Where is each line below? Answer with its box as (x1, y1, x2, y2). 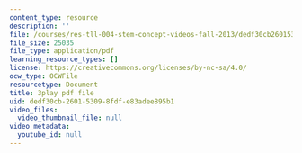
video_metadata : (9, 122, 70, 131)
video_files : (9, 105, 58, 114)
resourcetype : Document (9, 80, 99, 89)
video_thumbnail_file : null (17, 113, 123, 122)
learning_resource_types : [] (9, 55, 119, 64)
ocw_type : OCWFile (9, 72, 78, 81)
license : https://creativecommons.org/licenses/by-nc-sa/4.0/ (9, 64, 247, 73)
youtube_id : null (17, 130, 83, 139)
